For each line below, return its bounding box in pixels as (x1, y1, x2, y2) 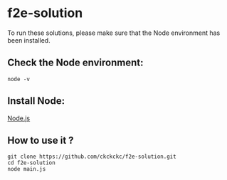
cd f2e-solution (7, 159, 56, 166)
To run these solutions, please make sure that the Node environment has (7, 28, 221, 37)
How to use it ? (7, 134, 74, 147)
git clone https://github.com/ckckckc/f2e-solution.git (7, 153, 176, 161)
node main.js (7, 166, 46, 173)
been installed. (7, 36, 51, 44)
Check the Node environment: (7, 57, 144, 69)
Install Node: (7, 95, 65, 107)
